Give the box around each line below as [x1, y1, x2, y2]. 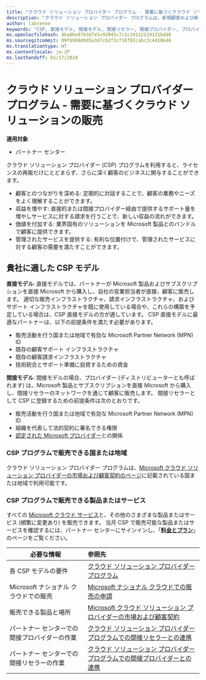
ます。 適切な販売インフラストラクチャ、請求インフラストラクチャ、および [6, 296, 195, 303]
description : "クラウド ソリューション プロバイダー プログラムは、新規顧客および [6, 15, 194, 21]
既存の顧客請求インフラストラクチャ [15, 353, 107, 361]
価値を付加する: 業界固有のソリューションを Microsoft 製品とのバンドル [15, 220, 196, 227]
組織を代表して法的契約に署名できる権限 [15, 424, 118, 432]
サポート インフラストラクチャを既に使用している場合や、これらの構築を [6, 303, 190, 310]
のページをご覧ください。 [6, 534, 71, 541]
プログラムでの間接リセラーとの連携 [88, 633, 192, 641]
